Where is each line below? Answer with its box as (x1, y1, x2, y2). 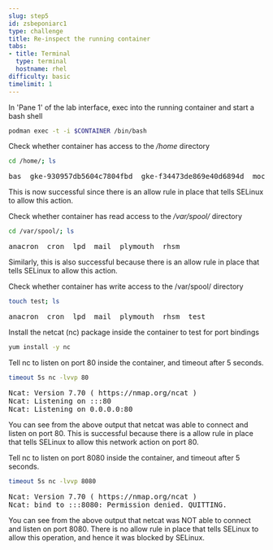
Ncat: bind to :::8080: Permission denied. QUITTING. (8, 500, 227, 509)
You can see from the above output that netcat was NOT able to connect (8, 515, 251, 525)
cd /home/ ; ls (8, 157, 57, 165)
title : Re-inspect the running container (8, 34, 151, 43)
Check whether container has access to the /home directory (8, 142, 210, 151)
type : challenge (8, 27, 63, 35)
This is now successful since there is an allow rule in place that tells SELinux (8, 187, 264, 197)
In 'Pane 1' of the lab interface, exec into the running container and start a (8, 103, 254, 112)
